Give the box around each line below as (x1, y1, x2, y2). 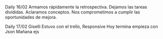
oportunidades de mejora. (5, 14, 57, 20)
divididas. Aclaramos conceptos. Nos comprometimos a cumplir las (5, 9, 140, 15)
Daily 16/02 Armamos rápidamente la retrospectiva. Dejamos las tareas (5, 4, 147, 10)
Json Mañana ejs (5, 29, 39, 34)
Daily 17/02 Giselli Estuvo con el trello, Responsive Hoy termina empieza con (5, 24, 158, 29)
